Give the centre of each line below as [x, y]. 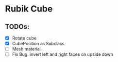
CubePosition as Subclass [38, 44]
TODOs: [17, 27]
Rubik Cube [29, 9]
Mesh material [26, 49]
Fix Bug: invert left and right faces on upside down [62, 54]
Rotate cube [24, 38]
